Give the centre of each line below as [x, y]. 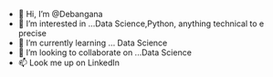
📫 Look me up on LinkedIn [69, 63]
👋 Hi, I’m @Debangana [60, 14]
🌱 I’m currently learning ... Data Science [93, 43]
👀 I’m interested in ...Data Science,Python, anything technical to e [141, 24]
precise [32, 33]
